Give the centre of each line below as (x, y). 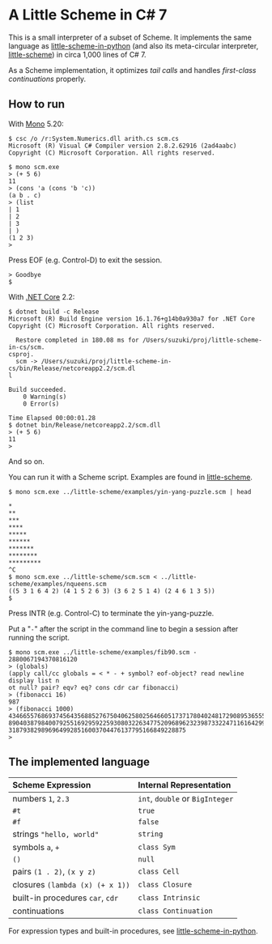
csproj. (21, 354)
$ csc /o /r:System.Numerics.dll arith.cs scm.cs (94, 138)
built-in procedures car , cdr (66, 898)
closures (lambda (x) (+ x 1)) (72, 884)
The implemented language (79, 762)
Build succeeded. (38, 389)
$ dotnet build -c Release (54, 312)
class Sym (157, 847)
